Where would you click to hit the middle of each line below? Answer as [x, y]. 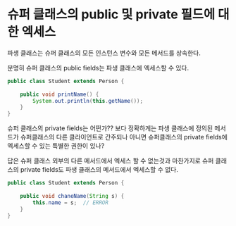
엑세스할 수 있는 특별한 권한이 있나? [56, 146]
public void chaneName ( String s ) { [72, 196]
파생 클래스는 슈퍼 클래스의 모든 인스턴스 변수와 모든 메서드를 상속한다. [104, 53]
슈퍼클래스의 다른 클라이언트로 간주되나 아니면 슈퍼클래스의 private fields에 [124, 137]
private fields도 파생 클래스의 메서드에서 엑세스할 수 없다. [99, 170]
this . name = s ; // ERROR [71, 202]
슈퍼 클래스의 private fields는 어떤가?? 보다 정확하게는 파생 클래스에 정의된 [110, 128]
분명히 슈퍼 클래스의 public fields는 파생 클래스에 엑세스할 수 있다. [98, 68]
